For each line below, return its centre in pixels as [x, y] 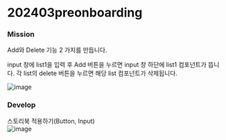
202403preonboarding [75, 13]
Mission [21, 34]
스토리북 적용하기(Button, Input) [51, 121]
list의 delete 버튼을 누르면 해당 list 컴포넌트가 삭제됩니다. [101, 73]
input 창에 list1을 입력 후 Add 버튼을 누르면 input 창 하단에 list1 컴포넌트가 [107, 65]
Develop [21, 105]
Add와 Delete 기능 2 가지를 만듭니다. [57, 50]
